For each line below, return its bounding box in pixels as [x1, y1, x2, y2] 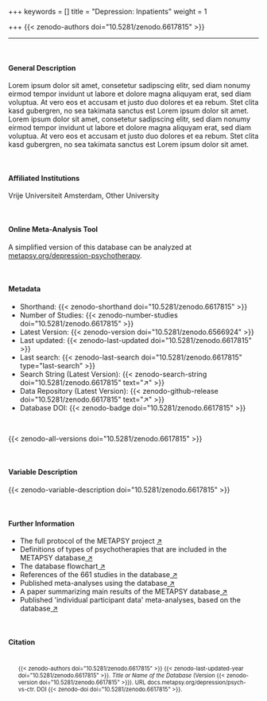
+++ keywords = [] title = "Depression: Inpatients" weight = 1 [8, 7, 207, 16]
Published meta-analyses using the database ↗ [19, 579, 175, 588]
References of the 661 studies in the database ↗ [19, 570, 178, 580]
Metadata [8, 284, 41, 294]
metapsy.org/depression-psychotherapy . [8, 250, 143, 260]
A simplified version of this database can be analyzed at [8, 242, 192, 252]
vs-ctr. [18, 686, 36, 694]
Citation [8, 637, 36, 646]
